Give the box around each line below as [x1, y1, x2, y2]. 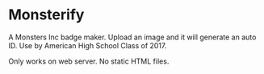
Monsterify [8, 6, 85, 24]
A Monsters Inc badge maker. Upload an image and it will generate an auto [8, 32, 257, 42]
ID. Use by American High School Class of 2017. [8, 40, 167, 50]
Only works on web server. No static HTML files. [8, 56, 170, 66]
